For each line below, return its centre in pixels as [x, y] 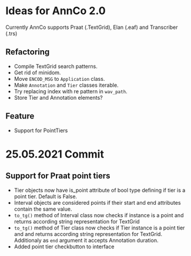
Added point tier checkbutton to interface [64, 247]
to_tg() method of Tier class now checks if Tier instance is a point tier [99, 228]
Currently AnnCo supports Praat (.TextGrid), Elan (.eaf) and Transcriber [92, 27]
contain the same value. [43, 209]
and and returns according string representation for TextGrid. [88, 234]
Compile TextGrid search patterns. [56, 66]
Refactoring [28, 52]
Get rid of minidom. [37, 73]
